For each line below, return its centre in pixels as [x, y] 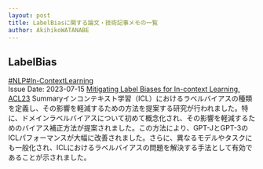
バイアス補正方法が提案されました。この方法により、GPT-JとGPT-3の [135, 128]
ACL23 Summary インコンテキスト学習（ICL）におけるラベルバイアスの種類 [130, 98]
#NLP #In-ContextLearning [51, 81]
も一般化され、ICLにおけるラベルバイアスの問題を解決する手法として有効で [130, 148]
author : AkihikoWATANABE [49, 30]
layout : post [29, 15]
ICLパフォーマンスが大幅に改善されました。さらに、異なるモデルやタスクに [130, 138]
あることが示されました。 [49, 157]
